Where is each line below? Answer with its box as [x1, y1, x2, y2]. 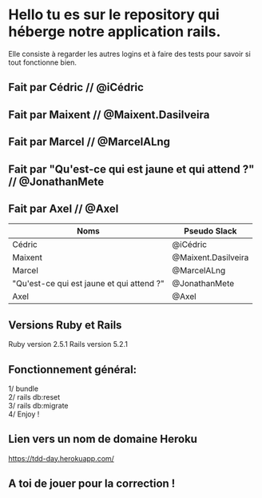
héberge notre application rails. [8, 22, 221, 41]
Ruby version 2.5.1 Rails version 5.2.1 [8, 340, 128, 349]
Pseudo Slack [183, 225, 237, 237]
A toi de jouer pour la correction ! [8, 477, 176, 491]
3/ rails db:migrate [8, 400, 69, 410]
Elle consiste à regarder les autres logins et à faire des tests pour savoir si [8, 49, 252, 58]
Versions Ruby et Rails [8, 318, 122, 332]
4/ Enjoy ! [8, 409, 40, 419]
